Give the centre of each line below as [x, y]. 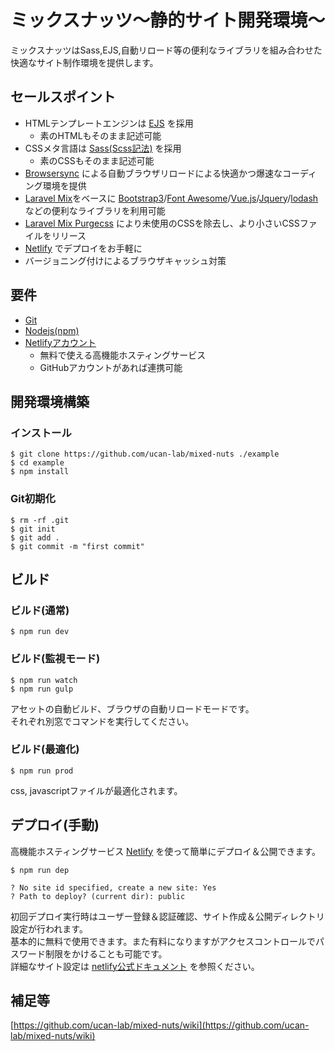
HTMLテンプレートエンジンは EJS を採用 [109, 123]
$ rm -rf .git [40, 520]
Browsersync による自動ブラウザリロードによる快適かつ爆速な [153, 173]
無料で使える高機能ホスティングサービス [123, 355]
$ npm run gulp [42, 689]
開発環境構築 [50, 401]
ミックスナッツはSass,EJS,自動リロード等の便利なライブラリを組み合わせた [166, 50]
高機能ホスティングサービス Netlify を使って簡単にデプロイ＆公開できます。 [166, 851]
